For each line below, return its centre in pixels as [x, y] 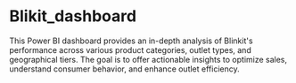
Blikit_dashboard [73, 16]
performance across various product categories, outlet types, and [130, 49]
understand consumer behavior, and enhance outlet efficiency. [124, 69]
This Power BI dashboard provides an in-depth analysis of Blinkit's [131, 41]
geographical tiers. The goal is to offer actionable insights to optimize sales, [148, 59]
